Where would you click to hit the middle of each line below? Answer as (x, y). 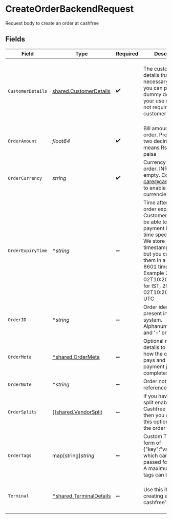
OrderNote (20, 384)
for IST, (152, 286)
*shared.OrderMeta (76, 357)
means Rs (155, 148)
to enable (155, 188)
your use (154, 100)
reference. (156, 387)
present (153, 313)
